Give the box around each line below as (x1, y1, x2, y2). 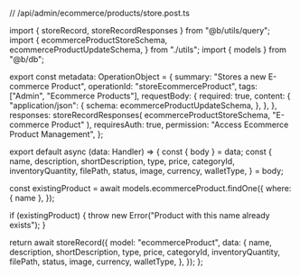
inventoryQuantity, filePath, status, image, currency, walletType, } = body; (9, 166, 285, 176)
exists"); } (9, 220, 46, 230)
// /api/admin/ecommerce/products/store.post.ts (9, 8, 190, 18)
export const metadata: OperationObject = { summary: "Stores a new (9, 71, 267, 82)
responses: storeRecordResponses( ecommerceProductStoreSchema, (9, 110, 271, 120)
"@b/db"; (9, 54, 45, 64)
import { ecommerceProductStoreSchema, (9, 35, 168, 45)
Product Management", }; (9, 129, 104, 139)
